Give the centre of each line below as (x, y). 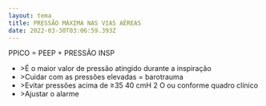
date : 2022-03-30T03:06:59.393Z (62, 30)
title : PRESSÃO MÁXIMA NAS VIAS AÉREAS (75, 23)
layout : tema (30, 16)
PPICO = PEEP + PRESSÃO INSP (61, 53)
